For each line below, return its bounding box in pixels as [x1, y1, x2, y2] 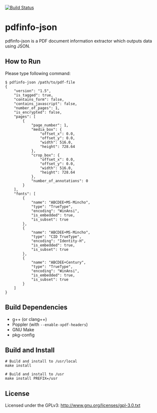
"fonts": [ [14, 191, 36, 196]
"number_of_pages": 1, [14, 105, 60, 110]
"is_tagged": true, [14, 93, 54, 97]
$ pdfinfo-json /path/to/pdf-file [5, 80, 76, 85]
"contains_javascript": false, [14, 101, 78, 106]
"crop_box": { [31, 152, 60, 158]
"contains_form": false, [14, 97, 64, 102]
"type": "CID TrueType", [31, 234, 82, 239]
